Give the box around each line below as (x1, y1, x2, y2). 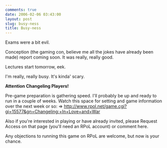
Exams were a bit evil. (5, 39, 50, 45)
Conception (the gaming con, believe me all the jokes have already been (5, 49, 154, 55)
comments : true (5, 7, 37, 12)
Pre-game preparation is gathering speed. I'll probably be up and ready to (5, 93, 157, 99)
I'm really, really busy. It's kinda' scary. (5, 74, 85, 79)
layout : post (5, 16, 32, 21)
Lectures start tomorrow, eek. (5, 64, 66, 70)
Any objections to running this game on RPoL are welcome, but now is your (5, 133, 160, 139)
